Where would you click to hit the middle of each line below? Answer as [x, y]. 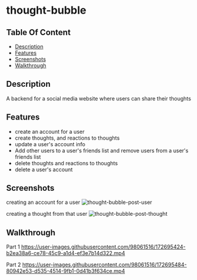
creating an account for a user [43, 202]
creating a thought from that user [47, 214]
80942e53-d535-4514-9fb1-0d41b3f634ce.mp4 [65, 271]
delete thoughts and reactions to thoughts [66, 163]
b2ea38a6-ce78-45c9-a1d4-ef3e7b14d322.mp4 [66, 253]
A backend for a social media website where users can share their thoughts [99, 98]
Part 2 [14, 265]
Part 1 [13, 247]
